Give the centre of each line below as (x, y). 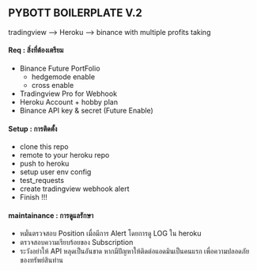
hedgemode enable (63, 77)
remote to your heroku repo (64, 155)
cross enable (53, 86)
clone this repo (44, 147)
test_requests (42, 181)
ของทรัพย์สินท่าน (41, 260)
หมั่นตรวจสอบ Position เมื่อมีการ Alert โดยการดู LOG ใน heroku (110, 234)
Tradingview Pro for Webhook (68, 94)
